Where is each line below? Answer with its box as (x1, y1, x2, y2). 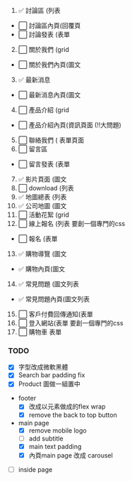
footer (18, 394, 37, 403)
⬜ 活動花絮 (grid (18, 210, 70, 219)
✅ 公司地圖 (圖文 (18, 202, 67, 210)
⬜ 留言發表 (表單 (18, 160, 71, 168)
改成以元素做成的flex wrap (28, 402, 106, 411)
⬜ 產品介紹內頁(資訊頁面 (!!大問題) (18, 121, 122, 129)
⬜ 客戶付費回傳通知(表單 (18, 310, 94, 318)
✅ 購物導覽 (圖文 (18, 249, 67, 258)
